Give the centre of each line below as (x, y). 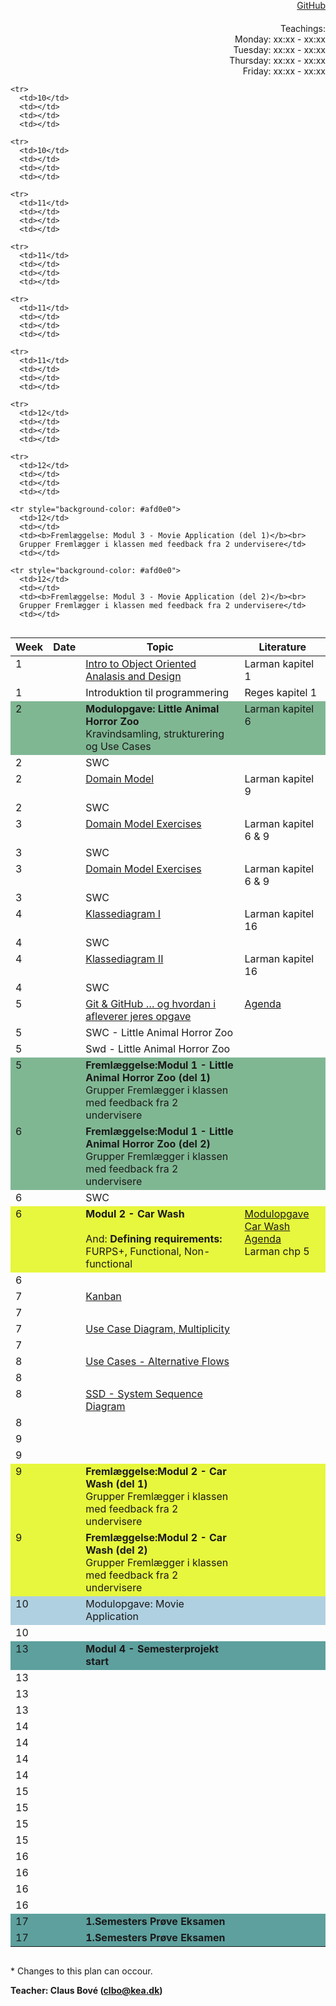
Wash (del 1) (116, 1483)
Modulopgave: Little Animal (152, 708)
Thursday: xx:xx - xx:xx (277, 60)
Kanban (103, 1296)
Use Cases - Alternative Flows (157, 1361)
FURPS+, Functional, (133, 1251)
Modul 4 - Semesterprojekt (152, 1648)
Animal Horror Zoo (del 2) (148, 1143)
